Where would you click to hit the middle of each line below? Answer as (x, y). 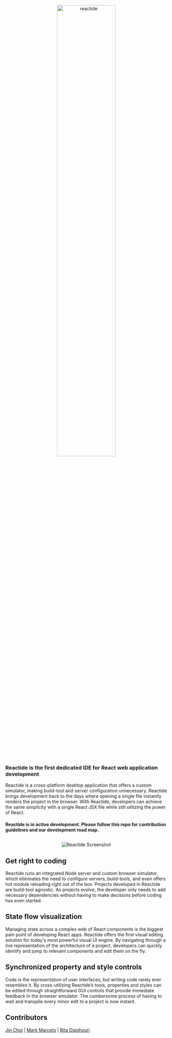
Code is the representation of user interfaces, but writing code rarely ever (83, 979)
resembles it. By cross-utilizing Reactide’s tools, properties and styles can (83, 985)
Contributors (26, 1018)
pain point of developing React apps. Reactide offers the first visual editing (84, 934)
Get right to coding (36, 861)
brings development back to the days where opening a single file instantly (83, 796)
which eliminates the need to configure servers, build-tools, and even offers (85, 879)
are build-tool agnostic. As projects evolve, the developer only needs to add (85, 890)
